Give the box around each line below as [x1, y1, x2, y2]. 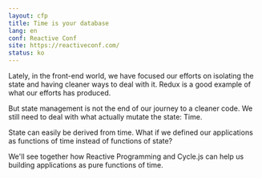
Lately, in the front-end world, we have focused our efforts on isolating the [8, 71, 254, 80]
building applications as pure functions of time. [8, 160, 163, 169]
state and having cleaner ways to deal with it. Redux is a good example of [8, 79, 252, 89]
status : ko [8, 49, 45, 57]
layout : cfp [8, 11, 48, 20]
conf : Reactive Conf [8, 34, 78, 42]
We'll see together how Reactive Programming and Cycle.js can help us [8, 152, 244, 161]
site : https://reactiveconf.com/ [8, 42, 120, 50]
